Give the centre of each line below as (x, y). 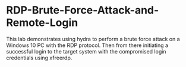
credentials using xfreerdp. (39, 58)
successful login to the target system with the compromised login (86, 51)
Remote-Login (42, 23)
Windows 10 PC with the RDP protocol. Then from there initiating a (87, 45)
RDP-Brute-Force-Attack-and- (83, 10)
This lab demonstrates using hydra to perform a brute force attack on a (93, 39)
